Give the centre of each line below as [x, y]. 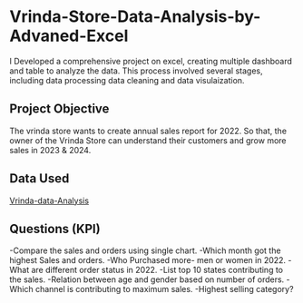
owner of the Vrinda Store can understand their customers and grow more [148, 140]
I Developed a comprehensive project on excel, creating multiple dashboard [151, 61]
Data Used [39, 179]
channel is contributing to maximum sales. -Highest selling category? [164, 289]
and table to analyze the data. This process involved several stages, [136, 71]
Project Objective [59, 109]
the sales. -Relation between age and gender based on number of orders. [147, 279]
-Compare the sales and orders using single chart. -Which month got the [145, 250]
